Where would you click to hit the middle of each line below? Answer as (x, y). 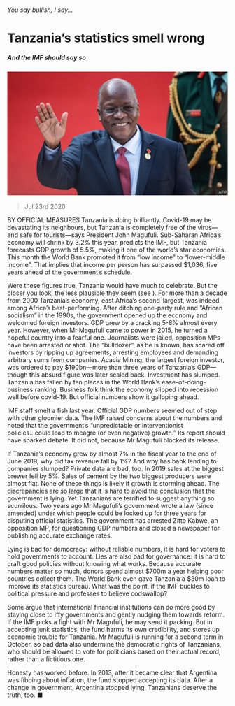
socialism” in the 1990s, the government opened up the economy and (107, 315)
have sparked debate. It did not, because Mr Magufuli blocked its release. (113, 440)
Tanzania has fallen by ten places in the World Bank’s (84, 382)
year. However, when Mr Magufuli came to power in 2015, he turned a (107, 330)
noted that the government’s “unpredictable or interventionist (95, 426)
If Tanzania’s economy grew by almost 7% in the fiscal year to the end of (112, 454)
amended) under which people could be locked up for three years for (107, 513)
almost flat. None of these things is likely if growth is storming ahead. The (113, 484)
